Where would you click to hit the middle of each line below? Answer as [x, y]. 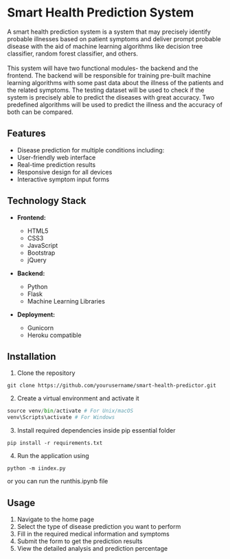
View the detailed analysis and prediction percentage [92, 548]
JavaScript [43, 245]
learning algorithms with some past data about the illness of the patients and [115, 82]
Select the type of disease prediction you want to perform [99, 526]
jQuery [37, 260]
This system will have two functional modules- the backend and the [103, 68]
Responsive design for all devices [65, 172]
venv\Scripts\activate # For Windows [61, 418]
